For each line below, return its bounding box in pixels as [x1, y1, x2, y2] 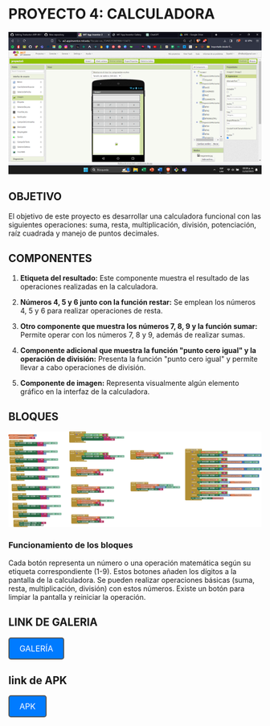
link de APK [8, 673, 67, 687]
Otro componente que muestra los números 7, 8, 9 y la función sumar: [19, 321, 258, 330]
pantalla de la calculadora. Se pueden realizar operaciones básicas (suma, [8, 575, 256, 584]
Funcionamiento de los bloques [8, 539, 133, 551]
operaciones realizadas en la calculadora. [19, 281, 158, 291]
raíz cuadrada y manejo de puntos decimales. [8, 228, 159, 238]
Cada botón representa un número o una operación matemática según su [8, 558, 252, 568]
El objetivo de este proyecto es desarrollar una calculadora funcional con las [8, 211, 261, 221]
